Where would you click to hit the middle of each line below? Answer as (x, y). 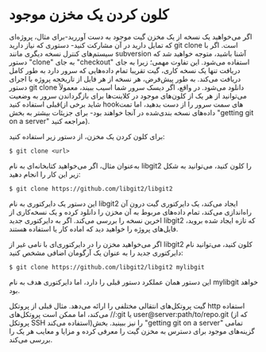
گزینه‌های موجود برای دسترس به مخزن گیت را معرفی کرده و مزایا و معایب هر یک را (132, 331)
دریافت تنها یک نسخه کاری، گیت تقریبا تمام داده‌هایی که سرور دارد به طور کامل (125, 70)
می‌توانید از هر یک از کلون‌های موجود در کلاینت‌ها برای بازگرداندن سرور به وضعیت (128, 95)
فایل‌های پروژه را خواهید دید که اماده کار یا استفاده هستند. (94, 229)
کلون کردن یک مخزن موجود (89, 15)
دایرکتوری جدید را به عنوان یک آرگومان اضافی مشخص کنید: (96, 253)
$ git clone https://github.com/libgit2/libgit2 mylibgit (107, 267)
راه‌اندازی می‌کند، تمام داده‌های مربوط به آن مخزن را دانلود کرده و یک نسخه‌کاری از (131, 211)
